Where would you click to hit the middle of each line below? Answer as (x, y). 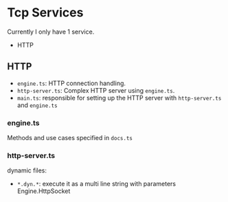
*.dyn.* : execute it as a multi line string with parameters (96, 184)
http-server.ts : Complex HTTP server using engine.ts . (96, 90)
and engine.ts (37, 105)
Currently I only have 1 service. (51, 32)
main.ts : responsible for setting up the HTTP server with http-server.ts (119, 98)
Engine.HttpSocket (44, 191)
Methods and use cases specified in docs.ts (70, 138)
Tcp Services (45, 13)
